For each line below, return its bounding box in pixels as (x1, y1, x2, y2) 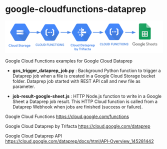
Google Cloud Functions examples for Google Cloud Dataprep (5, 57, 132, 63)
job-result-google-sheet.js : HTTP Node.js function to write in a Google (12, 93, 161, 99)
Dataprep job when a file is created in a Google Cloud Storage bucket (12, 72, 155, 78)
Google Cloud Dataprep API (5, 132, 62, 138)
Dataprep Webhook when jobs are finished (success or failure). (12, 103, 143, 109)
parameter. (12, 83, 35, 89)
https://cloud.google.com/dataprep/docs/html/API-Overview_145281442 (5, 138, 154, 144)
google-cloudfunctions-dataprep (5, 3, 146, 15)
